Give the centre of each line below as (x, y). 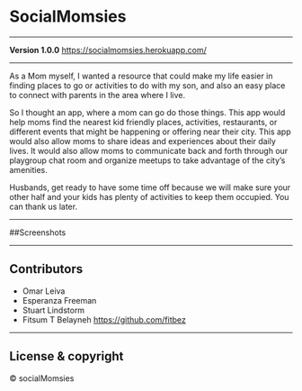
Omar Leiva (44, 291)
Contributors (46, 269)
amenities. (28, 169)
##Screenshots (38, 232)
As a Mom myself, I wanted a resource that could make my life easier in (141, 76)
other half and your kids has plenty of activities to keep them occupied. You (149, 196)
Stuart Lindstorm (53, 310)
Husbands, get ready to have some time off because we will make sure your (150, 187)
